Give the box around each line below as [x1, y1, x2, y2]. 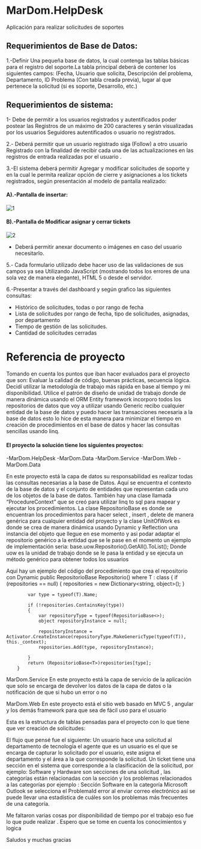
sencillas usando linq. [6, 427, 60, 434]
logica [6, 824, 22, 832]
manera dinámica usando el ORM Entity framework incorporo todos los [6, 395, 182, 403]
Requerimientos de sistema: [6, 100, 114, 110]
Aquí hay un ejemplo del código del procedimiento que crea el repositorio [6, 567, 188, 574]
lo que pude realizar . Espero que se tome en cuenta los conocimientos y [6, 818, 187, 826]
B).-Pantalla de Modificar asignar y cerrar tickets [6, 218, 131, 225]
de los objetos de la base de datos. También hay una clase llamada [6, 492, 172, 499]
